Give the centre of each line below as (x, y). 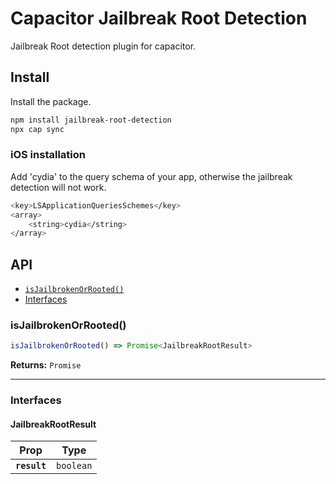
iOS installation (48, 155)
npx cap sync (37, 129)
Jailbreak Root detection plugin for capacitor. (103, 46)
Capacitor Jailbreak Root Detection (159, 18)
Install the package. (51, 101)
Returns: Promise (46, 365)
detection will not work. (58, 187)
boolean (74, 466)
